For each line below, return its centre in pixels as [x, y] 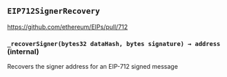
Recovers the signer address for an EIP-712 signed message [92, 67]
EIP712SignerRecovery [53, 11]
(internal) [23, 52]
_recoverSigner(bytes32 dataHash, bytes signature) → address [114, 44]
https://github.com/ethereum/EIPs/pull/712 [68, 27]
